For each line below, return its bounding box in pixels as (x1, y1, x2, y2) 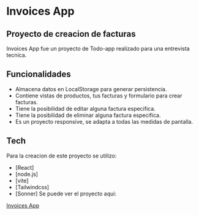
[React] (15, 164, 34, 171)
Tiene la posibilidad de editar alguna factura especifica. (15, 105, 156, 112)
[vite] (15, 176, 29, 184)
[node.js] (15, 170, 39, 178)
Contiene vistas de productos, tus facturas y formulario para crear (15, 92, 182, 99)
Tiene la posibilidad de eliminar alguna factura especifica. (15, 111, 161, 119)
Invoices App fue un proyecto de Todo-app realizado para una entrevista (6, 45, 190, 52)
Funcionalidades (6, 69, 72, 80)
